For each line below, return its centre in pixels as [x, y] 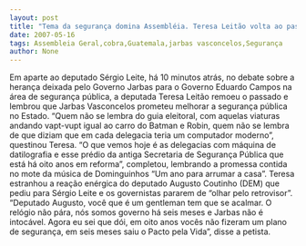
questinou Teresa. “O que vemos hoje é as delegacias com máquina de [143, 145]
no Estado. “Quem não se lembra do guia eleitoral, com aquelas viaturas [145, 116]
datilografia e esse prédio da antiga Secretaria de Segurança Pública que [147, 154]
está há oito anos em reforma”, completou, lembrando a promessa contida [148, 164]
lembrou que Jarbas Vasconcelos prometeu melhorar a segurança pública [149, 106]
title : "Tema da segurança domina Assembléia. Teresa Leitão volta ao [146, 26]
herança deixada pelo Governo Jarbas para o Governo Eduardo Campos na [151, 87]
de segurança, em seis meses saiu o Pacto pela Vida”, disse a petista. [140, 231]
